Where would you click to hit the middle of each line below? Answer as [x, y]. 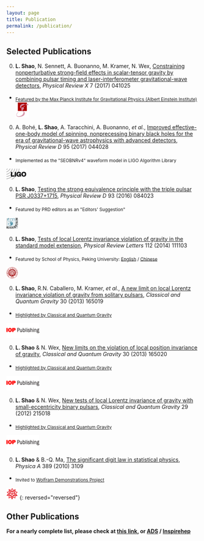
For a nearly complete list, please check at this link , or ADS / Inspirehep [99, 531]
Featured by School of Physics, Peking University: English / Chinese [86, 259]
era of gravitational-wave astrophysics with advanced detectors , [97, 140]
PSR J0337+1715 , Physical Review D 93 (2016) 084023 [84, 195]
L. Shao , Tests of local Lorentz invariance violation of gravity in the [99, 239]
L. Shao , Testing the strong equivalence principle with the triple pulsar [104, 189]
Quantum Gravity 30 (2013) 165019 [59, 301]
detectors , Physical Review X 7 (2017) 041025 [73, 86]
